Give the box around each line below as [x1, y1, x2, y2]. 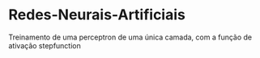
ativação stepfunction [8, 40, 81, 50]
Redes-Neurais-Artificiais [8, 6, 186, 24]
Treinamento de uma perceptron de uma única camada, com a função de [8, 32, 253, 42]
